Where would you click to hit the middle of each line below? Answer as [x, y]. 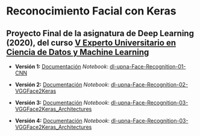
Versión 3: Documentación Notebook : [62, 103]
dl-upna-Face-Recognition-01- [148, 66]
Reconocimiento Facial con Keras [91, 11]
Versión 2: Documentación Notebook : [62, 85]
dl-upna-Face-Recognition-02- [149, 85]
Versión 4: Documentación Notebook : [62, 121]
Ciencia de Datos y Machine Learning [78, 52]
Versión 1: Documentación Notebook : [61, 66]
